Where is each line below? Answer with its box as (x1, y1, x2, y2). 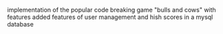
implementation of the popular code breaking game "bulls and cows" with (7, 6, 217, 14)
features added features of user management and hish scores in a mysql (7, 13, 213, 21)
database (7, 20, 34, 28)
